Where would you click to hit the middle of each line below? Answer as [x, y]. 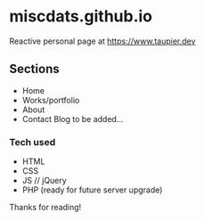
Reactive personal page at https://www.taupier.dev [102, 41]
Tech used [33, 142]
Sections [34, 69]
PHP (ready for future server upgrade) [92, 190]
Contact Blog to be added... [73, 119]
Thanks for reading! [45, 208]
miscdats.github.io [81, 16]
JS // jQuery [44, 181]
